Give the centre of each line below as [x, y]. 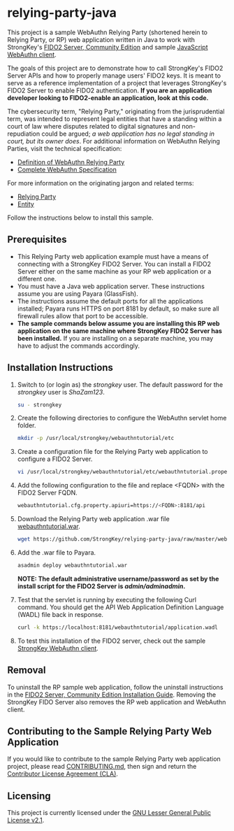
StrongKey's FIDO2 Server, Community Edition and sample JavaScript [108, 47]
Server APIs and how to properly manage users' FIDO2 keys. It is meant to [114, 76]
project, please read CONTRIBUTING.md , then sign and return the [102, 767]
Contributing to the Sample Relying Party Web [110, 731]
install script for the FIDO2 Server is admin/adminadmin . [101, 586]
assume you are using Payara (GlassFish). [78, 293]
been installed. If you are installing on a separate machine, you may [115, 338]
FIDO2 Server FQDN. [47, 493]
